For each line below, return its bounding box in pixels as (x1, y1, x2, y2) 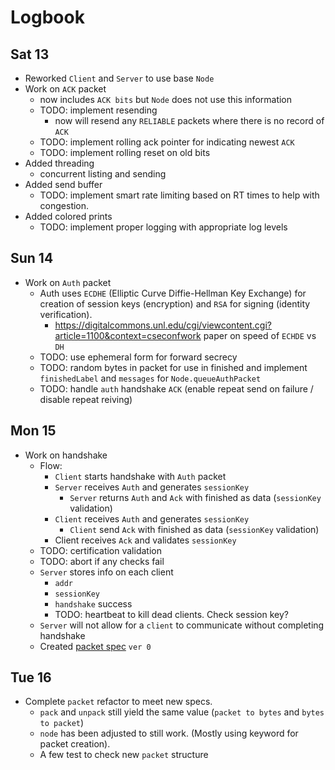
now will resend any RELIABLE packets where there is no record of (54, 115, 325, 126)
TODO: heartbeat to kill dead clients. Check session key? (54, 608, 289, 620)
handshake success (54, 597, 133, 610)
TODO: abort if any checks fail (39, 555, 165, 567)
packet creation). (39, 738, 111, 750)
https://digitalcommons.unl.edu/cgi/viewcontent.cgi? (54, 319, 272, 331)
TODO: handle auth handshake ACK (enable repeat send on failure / (39, 382, 314, 395)
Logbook (10, 6, 85, 29)
